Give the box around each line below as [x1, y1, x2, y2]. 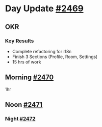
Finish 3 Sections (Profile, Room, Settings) [12, 54, 98, 60]
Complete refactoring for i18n [12, 48, 72, 54]
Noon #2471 [5, 100, 43, 109]
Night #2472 [5, 115, 36, 122]
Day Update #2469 [5, 3, 84, 14]
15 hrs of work [12, 59, 41, 64]
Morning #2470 [5, 73, 54, 82]
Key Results [5, 37, 34, 44]
